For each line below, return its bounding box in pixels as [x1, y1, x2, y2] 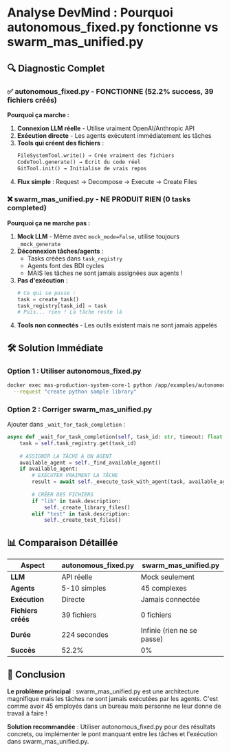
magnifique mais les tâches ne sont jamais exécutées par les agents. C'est [7, 694, 219, 702]
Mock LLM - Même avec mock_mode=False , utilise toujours [16, 232, 180, 241]
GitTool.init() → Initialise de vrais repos [16, 165, 147, 172]
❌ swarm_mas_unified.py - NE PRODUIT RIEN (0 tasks [7, 194, 191, 204]
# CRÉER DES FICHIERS [32, 491, 94, 498]
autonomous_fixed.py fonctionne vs [7, 19, 219, 35]
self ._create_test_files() [43, 517, 122, 524]
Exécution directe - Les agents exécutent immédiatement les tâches [16, 131, 212, 139]
